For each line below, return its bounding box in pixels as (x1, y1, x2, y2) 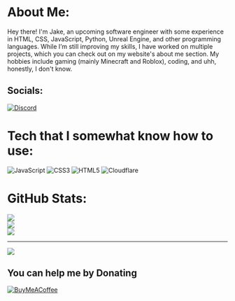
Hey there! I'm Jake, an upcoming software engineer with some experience (7, 27, 224, 36)
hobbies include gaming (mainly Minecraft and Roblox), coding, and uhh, (7, 57, 217, 65)
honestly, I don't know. (7, 64, 72, 73)
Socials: (7, 85, 43, 97)
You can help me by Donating (7, 267, 138, 279)
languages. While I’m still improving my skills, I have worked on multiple (7, 42, 213, 50)
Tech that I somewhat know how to (7, 127, 213, 143)
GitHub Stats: (7, 190, 87, 206)
